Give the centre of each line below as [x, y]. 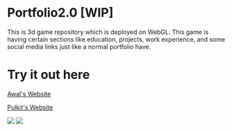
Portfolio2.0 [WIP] [60, 13]
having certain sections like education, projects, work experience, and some [116, 39]
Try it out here [49, 75]
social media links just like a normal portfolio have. [79, 46]
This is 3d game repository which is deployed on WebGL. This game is [108, 32]
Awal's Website [29, 94]
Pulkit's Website [30, 107]
